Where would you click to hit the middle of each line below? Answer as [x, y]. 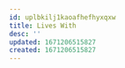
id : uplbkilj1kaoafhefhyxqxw [62, 17]
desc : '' [25, 34]
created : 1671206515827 [53, 50]
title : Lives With [43, 26]
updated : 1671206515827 [53, 42]
